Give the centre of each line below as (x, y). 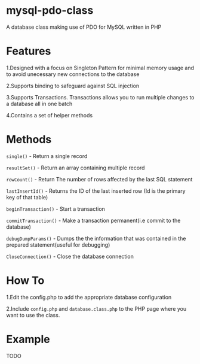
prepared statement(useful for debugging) (58, 245)
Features (29, 51)
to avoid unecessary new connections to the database (73, 74)
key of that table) (27, 197)
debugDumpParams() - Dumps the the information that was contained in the (96, 238)
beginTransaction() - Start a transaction (56, 209)
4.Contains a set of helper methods (50, 115)
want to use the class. (33, 315)
